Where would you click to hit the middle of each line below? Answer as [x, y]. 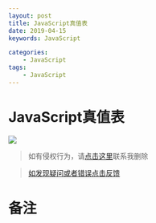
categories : [28, 53]
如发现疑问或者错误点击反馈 [74, 172]
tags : [17, 68]
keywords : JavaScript [45, 38]
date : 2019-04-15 [37, 30]
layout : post [30, 16]
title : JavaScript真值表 [48, 23]
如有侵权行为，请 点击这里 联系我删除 [88, 156]
